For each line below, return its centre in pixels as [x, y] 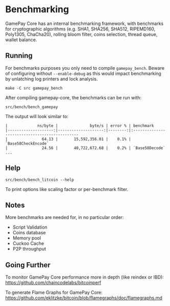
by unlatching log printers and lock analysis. [52, 79]
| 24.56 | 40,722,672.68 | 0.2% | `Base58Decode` [86, 148]
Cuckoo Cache [28, 243]
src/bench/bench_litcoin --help [40, 180]
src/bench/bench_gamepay [32, 107]
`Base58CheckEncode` [27, 144]
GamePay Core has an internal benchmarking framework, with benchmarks [84, 23]
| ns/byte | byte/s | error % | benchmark [80, 126]
